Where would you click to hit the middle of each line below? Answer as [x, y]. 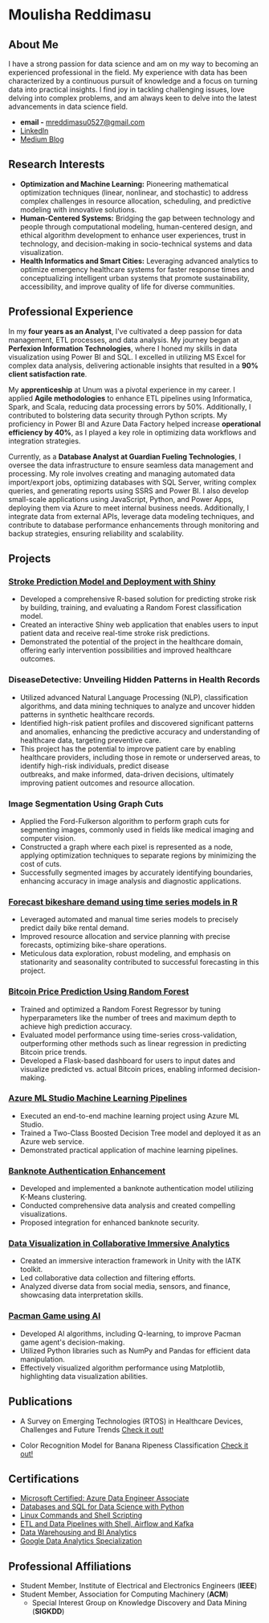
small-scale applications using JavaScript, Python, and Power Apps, [121, 499]
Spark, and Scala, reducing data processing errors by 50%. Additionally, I [130, 406]
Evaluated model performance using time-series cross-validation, [128, 1035]
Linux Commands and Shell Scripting [81, 1515]
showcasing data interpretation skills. [82, 1295]
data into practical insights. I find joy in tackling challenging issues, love [126, 89]
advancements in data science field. [68, 107]
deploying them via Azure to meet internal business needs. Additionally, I [128, 508]
